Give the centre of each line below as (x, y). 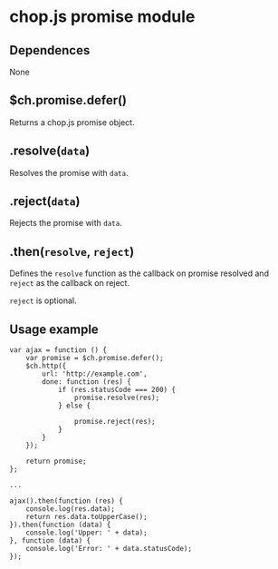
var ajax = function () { (58, 350)
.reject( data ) (45, 201)
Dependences (50, 50)
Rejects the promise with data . (66, 223)
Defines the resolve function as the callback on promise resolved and (139, 273)
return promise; (57, 461)
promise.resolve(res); (117, 398)
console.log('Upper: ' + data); (86, 533)
